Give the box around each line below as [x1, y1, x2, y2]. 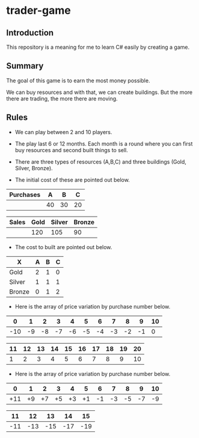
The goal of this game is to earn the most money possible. [6, 76, 150, 84]
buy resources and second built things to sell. [14, 146, 128, 153]
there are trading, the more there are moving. [6, 94, 118, 102]
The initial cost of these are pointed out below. [14, 176, 130, 184]
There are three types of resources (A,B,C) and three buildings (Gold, [14, 158, 186, 165]
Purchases [9, 190, 41, 199]
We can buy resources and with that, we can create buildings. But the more [6, 88, 193, 96]
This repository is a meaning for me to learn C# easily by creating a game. [6, 43, 190, 51]
